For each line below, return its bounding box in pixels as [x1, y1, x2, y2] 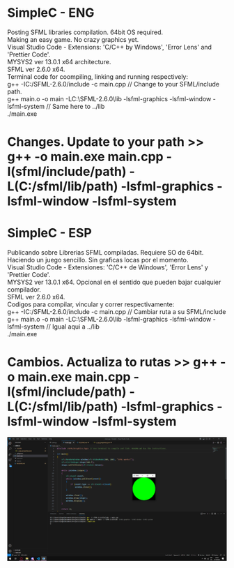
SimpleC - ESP [7, 225, 92, 241]
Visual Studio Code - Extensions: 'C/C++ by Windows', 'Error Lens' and [7, 43, 212, 51]
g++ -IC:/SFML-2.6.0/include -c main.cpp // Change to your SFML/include [7, 80, 219, 88]
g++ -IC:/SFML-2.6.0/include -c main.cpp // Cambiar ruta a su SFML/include [7, 308, 226, 316]
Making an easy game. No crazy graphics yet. [7, 35, 139, 43]
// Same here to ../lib [46, 102, 105, 110]
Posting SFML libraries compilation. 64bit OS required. [7, 28, 164, 36]
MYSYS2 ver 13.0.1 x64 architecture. [7, 57, 111, 66]
